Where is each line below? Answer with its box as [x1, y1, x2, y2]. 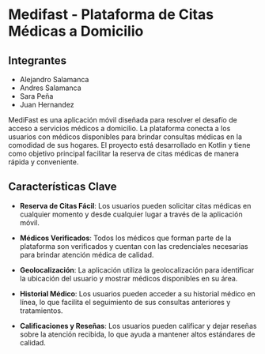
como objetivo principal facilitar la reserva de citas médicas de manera [8, 149, 240, 158]
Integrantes [8, 54, 67, 67]
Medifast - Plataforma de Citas [8, 6, 214, 24]
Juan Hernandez [19, 100, 74, 109]
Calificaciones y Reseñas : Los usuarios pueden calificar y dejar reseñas [19, 321, 257, 330]
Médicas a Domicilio [8, 22, 144, 40]
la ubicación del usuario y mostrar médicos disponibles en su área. [19, 273, 238, 283]
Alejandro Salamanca [19, 75, 89, 84]
